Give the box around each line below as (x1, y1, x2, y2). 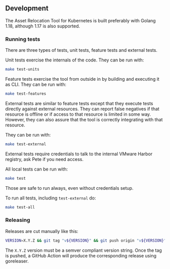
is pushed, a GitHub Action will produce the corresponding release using (5, 252, 157, 258)
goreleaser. (5, 258, 29, 264)
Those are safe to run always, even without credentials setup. (5, 185, 134, 191)
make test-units (5, 67, 39, 72)
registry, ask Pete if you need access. (5, 156, 83, 162)
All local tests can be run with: (5, 166, 68, 172)
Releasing (5, 217, 30, 224)
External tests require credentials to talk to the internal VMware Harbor (5, 151, 153, 157)
